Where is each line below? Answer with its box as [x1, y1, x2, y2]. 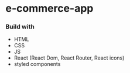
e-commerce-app [5, 2, 94, 15]
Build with [5, 23, 35, 31]
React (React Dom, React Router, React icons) [13, 54, 125, 61]
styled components [13, 61, 61, 68]
